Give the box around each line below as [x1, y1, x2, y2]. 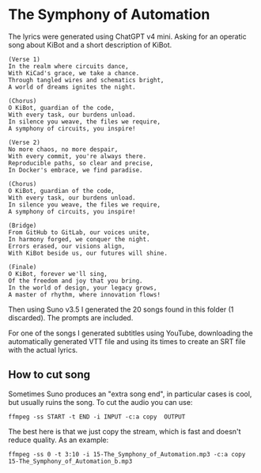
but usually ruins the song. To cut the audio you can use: [8, 397, 193, 407]
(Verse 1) [8, 55, 41, 63]
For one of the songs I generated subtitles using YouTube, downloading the [8, 328, 253, 338]
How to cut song [8, 368, 91, 381]
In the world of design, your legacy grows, [8, 283, 157, 292]
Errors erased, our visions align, [8, 242, 126, 250]
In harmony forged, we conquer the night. [8, 235, 150, 243]
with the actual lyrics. [8, 345, 78, 354]
